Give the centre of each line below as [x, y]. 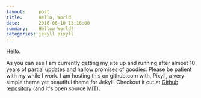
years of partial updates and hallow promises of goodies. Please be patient [99, 69]
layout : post [28, 12]
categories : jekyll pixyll [40, 34]
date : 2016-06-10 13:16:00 [48, 23]
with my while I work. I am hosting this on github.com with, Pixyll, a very [95, 76]
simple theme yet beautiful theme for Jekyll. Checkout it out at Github [92, 82]
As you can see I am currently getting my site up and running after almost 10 [101, 63]
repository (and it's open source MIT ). [53, 88]
